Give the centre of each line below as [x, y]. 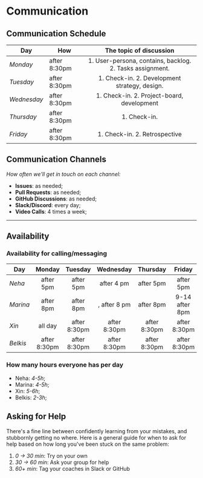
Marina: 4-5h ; [32, 384]
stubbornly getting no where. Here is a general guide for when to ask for [96, 437]
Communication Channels [56, 160]
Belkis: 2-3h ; [31, 397]
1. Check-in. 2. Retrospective [140, 134]
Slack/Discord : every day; [48, 205]
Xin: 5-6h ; [27, 391]
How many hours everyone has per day [65, 365]
